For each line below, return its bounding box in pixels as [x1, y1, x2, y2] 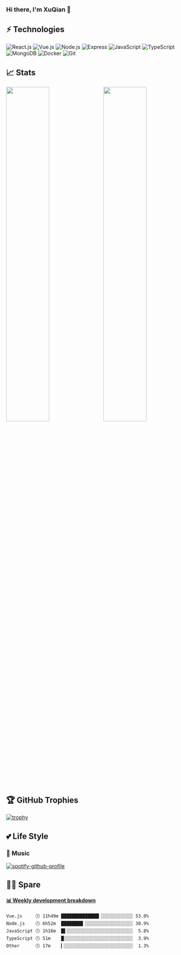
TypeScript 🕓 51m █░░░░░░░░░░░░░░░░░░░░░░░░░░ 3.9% [6, 935, 150, 941]
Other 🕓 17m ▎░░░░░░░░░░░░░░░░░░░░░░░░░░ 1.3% [6, 942, 150, 949]
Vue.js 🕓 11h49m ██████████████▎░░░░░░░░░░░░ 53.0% [6, 913, 150, 919]
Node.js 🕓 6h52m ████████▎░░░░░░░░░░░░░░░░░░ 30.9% [6, 920, 150, 926]
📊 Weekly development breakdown [6, 897, 96, 904]
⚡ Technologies [6, 24, 65, 35]
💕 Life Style [6, 831, 49, 841]
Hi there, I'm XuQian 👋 [6, 5, 71, 14]
